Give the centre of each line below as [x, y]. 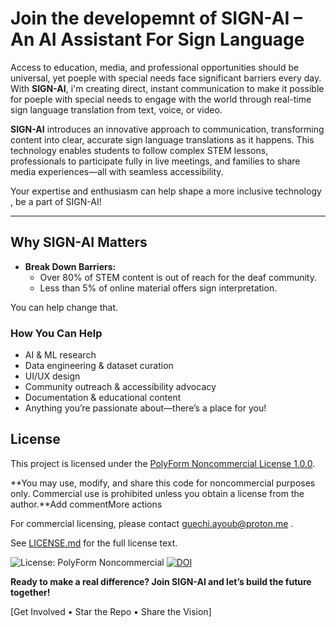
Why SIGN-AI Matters [79, 242]
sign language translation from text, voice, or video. [116, 109]
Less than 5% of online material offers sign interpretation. [158, 288]
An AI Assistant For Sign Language [157, 39]
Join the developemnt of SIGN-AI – [156, 18]
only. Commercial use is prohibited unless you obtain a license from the [157, 493]
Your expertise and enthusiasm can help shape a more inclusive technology [166, 191]
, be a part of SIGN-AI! [56, 201]
